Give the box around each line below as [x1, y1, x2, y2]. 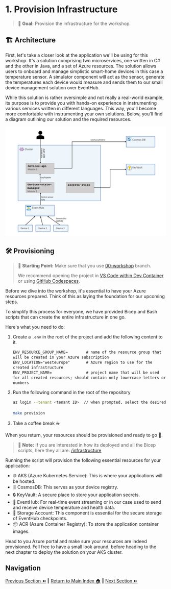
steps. [5, 299, 18, 305]
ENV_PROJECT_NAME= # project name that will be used [12, 370, 159, 376]
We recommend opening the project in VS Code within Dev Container [17, 273, 164, 279]
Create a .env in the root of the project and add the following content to [12, 334, 163, 340]
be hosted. [12, 478, 36, 484]
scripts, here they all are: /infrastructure [17, 447, 102, 453]
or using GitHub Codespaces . [17, 278, 80, 284]
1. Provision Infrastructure [5, 4, 118, 15]
